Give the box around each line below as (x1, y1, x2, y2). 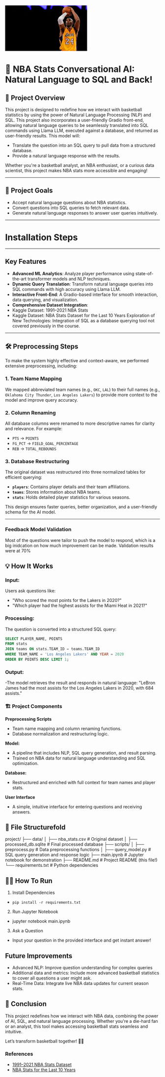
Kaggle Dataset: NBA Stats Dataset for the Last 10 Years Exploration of (12, 312, 155, 318)
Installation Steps (5, 232, 78, 243)
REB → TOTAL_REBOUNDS (12, 445, 56, 451)
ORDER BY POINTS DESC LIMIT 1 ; (5, 657, 69, 662)
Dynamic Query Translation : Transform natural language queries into (12, 281, 153, 287)
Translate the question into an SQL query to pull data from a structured (12, 142, 156, 148)
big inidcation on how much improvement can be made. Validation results (5, 542, 154, 548)
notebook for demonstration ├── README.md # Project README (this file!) (5, 857, 158, 863)
